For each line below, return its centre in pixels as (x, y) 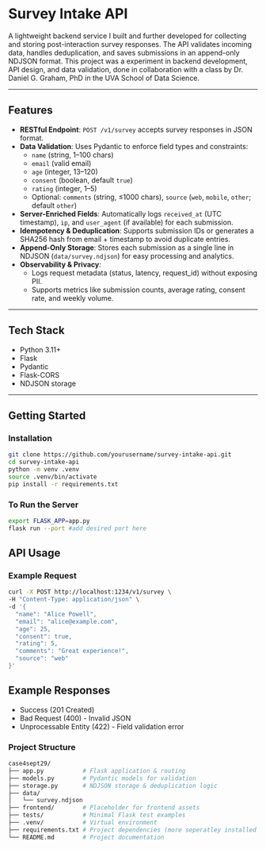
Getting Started (47, 415)
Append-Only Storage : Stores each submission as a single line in (127, 248)
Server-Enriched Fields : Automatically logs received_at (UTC (120, 213)
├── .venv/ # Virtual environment (83, 823)
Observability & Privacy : (60, 264)
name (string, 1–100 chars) (72, 155)
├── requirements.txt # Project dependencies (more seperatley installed (133, 830)
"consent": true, (44, 636)
